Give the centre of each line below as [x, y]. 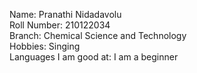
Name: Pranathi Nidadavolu [65, 14]
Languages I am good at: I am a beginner [94, 57]
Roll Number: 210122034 [60, 25]
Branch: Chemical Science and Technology [98, 35]
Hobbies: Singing [45, 46]
